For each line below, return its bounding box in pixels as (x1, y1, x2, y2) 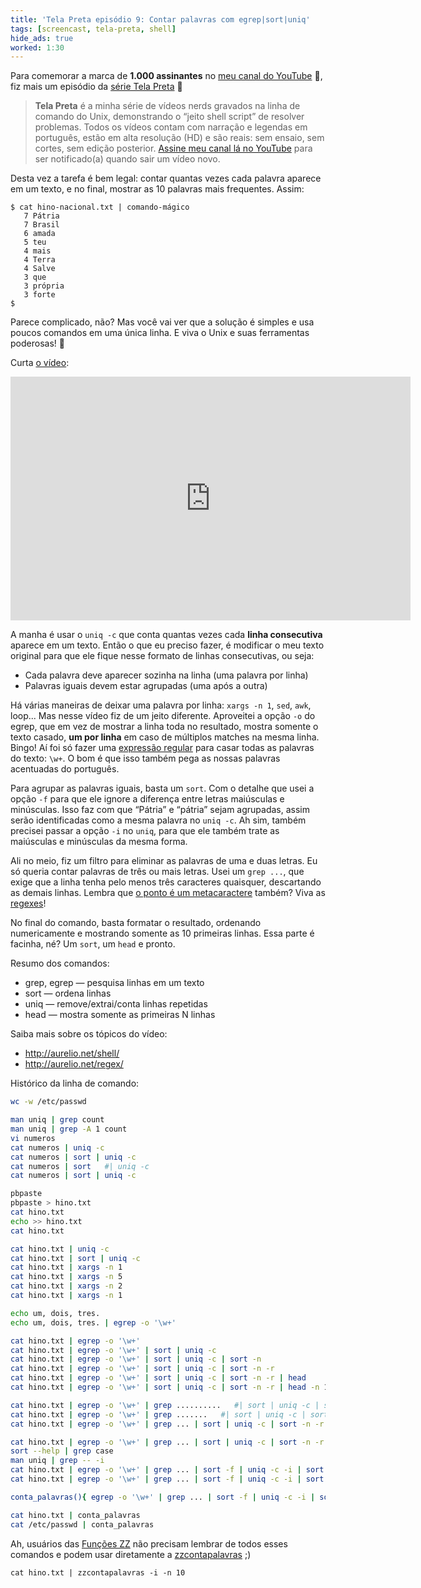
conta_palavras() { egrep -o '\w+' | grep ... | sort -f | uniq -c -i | (10, 1492, 316, 1502)
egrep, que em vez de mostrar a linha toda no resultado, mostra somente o (10, 721, 319, 733)
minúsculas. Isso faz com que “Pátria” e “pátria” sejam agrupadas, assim (10, 804, 310, 816)
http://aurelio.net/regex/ (24, 1058, 124, 1070)
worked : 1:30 (10, 42, 65, 53)
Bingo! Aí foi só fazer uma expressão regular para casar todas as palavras (10, 742, 315, 754)
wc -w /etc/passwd (10, 1097, 87, 1107)
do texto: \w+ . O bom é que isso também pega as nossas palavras (10, 752, 281, 765)
